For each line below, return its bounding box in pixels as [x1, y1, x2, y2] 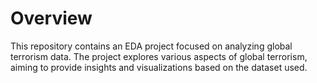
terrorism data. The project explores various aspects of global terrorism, [10, 50, 308, 62]
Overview [10, 7, 93, 30]
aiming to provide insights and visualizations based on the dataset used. [10, 61, 308, 73]
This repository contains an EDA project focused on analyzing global [10, 40, 293, 52]
